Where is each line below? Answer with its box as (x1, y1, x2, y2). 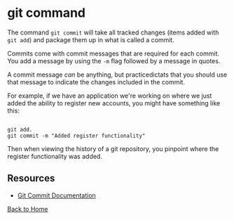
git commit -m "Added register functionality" (7, 132, 146, 139)
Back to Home (7, 205, 48, 213)
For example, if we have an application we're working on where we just (7, 91, 212, 100)
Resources (7, 172, 55, 184)
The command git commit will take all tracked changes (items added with (7, 28, 219, 37)
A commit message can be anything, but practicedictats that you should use (7, 70, 228, 79)
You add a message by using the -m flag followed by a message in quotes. (7, 56, 221, 65)
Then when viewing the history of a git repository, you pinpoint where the (7, 144, 219, 153)
